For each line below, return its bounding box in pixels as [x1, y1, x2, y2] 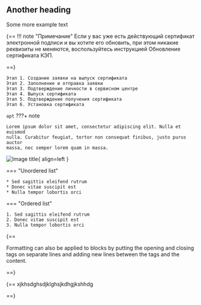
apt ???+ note [6, 112, 40, 119]
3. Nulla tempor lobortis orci [6, 222, 85, 228]
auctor [6, 139, 23, 145]
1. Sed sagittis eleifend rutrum [6, 211, 90, 218]
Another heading [6, 5, 71, 15]
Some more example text [6, 20, 68, 28]
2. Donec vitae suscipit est [6, 216, 79, 222]
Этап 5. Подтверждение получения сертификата [6, 96, 122, 102]
